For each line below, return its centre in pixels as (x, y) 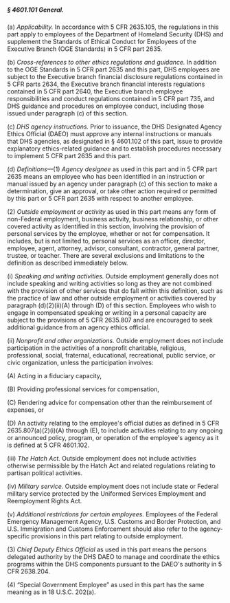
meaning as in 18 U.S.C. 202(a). (51, 592)
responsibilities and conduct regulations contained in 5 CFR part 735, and (111, 98)
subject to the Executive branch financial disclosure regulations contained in (115, 76)
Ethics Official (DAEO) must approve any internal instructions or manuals (110, 133)
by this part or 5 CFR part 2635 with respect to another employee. (100, 198)
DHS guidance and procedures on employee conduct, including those (106, 106)
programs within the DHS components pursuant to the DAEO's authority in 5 (114, 564)
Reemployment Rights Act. (45, 501)
